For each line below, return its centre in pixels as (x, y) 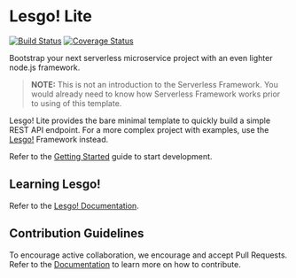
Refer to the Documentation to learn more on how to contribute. (125, 264)
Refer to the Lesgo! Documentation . (74, 205)
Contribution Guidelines (77, 233)
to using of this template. (76, 103)
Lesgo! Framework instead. (59, 139)
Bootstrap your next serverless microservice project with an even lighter (141, 58)
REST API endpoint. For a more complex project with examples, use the (139, 129)
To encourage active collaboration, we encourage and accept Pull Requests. (148, 255)
